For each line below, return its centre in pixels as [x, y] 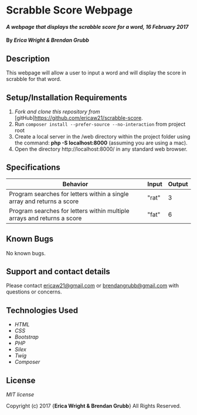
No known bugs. [26, 253]
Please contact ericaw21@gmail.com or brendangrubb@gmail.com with [92, 286]
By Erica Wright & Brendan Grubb [48, 40]
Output [178, 184]
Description [28, 58]
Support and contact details [58, 271]
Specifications [33, 168]
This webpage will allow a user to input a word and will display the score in [96, 73]
